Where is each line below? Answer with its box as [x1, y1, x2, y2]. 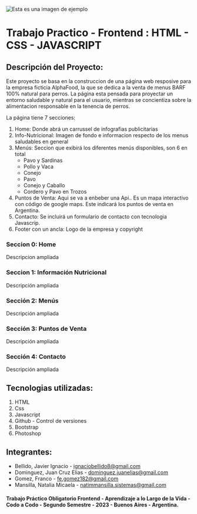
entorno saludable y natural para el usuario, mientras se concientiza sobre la [6, 97, 192, 103]
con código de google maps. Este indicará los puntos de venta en [14, 201, 173, 207]
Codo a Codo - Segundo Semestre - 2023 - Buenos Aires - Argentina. [6, 501, 179, 508]
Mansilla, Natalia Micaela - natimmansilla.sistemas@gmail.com [14, 482, 166, 489]
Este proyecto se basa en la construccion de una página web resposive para [6, 78, 191, 85]
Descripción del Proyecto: [6, 62, 103, 72]
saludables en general [14, 138, 69, 145]
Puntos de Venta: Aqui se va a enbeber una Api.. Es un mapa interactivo [14, 194, 189, 201]
